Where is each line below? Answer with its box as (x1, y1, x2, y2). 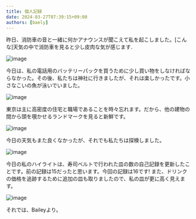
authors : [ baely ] (6, 19, 49, 25)
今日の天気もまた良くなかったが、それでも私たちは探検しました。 (6, 137, 165, 144)
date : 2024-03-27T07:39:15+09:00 (6, 14, 88, 20)
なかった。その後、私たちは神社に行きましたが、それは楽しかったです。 (11, 74, 185, 82)
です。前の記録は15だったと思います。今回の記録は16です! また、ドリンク (11, 168, 188, 175)
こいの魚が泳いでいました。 (16, 82, 83, 89)
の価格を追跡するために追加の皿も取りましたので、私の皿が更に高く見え (6, 175, 180, 182)
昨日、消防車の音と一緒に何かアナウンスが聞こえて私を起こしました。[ (6, 36, 177, 43)
